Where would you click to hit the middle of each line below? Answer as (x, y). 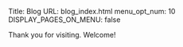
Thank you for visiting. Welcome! (62, 35)
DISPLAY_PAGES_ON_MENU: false (64, 20)
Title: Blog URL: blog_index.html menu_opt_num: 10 (92, 11)
